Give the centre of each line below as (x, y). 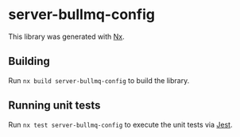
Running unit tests (54, 106)
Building (29, 61)
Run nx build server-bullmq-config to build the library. (99, 80)
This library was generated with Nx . (66, 36)
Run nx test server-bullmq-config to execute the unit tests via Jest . (120, 124)
